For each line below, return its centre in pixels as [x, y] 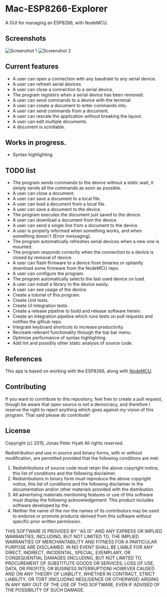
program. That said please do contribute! [48, 415]
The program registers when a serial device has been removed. [78, 95]
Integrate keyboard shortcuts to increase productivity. [68, 327]
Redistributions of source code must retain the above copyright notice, [86, 468]
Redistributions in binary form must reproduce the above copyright [81, 478]
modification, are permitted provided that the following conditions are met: [82, 458]
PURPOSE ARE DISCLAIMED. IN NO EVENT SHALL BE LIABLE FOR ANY [79, 547]
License [18, 431]
